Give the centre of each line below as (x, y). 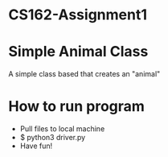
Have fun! (36, 146)
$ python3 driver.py (53, 138)
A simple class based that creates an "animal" (84, 74)
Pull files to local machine (62, 129)
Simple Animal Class (78, 52)
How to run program (76, 107)
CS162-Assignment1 (78, 15)
